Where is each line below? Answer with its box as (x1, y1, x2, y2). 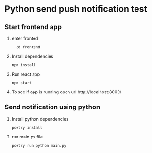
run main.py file (11, 134, 43, 139)
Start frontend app (4, 23, 62, 31)
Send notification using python (4, 103, 101, 111)
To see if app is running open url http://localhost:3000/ (11, 89, 122, 95)
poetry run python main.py (11, 143, 67, 148)
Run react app (11, 71, 40, 77)
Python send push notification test (4, 3, 148, 15)
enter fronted (11, 35, 38, 41)
